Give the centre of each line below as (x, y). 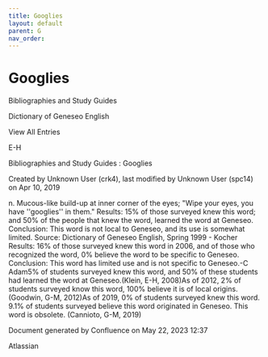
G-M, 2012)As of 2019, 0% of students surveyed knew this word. (153, 298)
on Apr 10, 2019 (34, 187)
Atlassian (23, 346)
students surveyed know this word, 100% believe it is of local (110, 289)
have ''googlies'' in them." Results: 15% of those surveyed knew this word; (132, 212)
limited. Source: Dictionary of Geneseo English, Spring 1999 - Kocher (123, 237)
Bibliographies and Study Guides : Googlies (80, 163)
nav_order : (27, 38)
